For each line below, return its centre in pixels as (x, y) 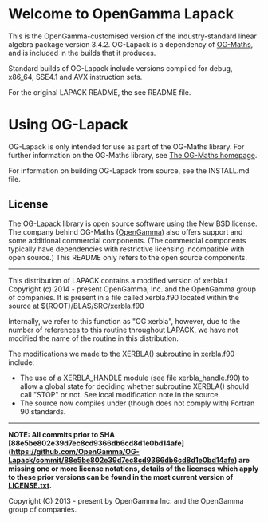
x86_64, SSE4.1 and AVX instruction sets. (75, 77)
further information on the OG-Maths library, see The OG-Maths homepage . (133, 155)
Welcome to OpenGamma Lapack (121, 14)
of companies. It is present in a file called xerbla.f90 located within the (124, 297)
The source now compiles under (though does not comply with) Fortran (137, 403)
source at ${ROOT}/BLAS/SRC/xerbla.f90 (77, 306)
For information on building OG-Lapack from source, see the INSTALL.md (129, 170)
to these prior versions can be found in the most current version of (121, 477)
